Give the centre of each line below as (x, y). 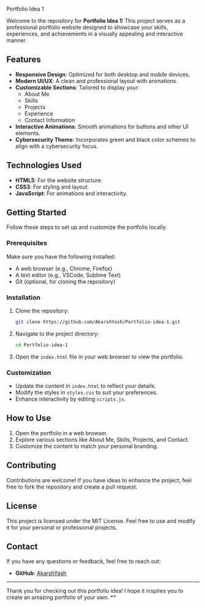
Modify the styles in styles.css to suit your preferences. (86, 393)
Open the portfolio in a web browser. (61, 433)
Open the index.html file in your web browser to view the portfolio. (99, 357)
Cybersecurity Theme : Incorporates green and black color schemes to (105, 139)
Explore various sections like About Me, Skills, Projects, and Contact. (102, 439)
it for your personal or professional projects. (62, 527)
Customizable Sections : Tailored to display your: (77, 87)
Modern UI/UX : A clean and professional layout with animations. (96, 81)
